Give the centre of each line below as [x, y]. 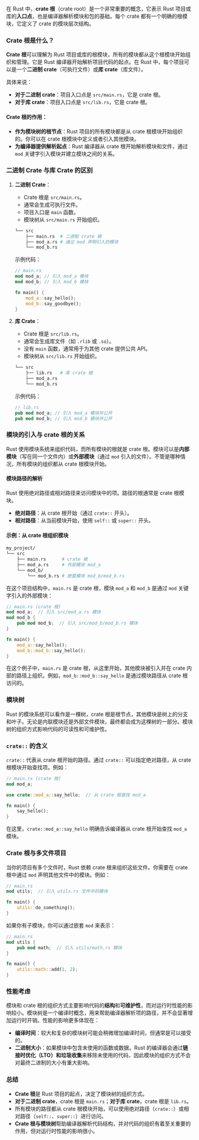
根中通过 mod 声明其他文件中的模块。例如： [58, 875]
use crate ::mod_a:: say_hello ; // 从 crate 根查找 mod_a [76, 795]
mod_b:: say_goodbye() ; [54, 303]
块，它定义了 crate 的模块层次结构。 [50, 24]
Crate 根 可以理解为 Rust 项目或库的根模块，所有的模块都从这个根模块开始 [96, 55]
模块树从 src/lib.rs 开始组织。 [62, 356]
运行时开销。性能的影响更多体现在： [55, 1020]
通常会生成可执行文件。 [52, 205]
